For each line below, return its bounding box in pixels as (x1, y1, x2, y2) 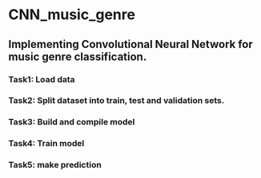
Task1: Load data (8, 73, 75, 85)
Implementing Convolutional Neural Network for (8, 38, 254, 51)
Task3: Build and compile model (8, 117, 135, 128)
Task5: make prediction (8, 160, 102, 171)
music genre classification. (8, 49, 147, 63)
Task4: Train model (8, 138, 85, 149)
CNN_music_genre (8, 6, 136, 24)
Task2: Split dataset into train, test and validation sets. (8, 95, 225, 106)
